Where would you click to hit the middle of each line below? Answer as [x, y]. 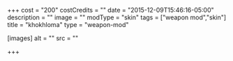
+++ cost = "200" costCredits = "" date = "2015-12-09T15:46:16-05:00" [111, 10]
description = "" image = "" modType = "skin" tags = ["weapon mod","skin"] [117, 17]
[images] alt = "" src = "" [43, 38]
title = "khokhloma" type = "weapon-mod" [68, 25]
